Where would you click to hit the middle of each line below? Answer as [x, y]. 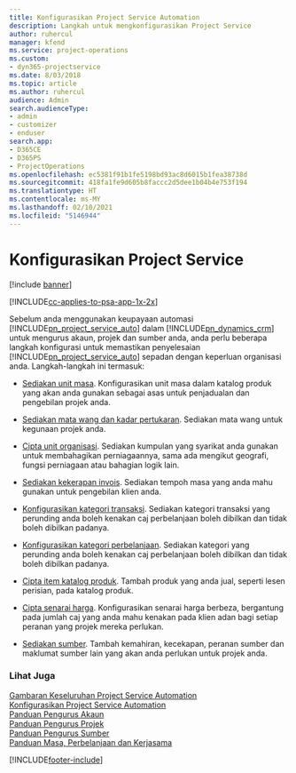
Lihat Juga [32, 676]
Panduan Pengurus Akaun [57, 714]
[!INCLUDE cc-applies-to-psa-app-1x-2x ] [84, 301]
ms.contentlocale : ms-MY [55, 199]
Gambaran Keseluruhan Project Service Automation [103, 695]
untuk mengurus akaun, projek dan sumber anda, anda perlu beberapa [138, 338]
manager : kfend [37, 42]
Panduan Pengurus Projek [57, 723]
